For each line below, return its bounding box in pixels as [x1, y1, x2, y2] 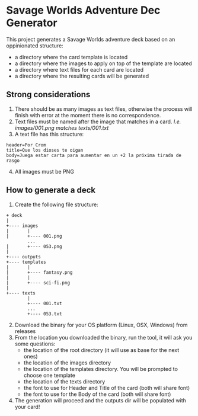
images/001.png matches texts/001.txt [14, 124, 109, 131]
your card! [14, 403, 40, 410]
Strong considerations [6, 89, 91, 100]
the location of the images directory [23, 359, 111, 366]
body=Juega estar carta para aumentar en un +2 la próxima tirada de [6, 152, 182, 158]
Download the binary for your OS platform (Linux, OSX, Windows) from [14, 321, 188, 328]
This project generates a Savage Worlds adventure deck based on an [6, 36, 175, 43]
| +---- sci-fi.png [6, 280, 70, 286]
